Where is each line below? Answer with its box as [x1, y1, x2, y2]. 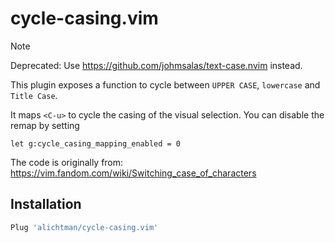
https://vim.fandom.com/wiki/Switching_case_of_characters [10, 167, 257, 179]
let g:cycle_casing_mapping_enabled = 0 [10, 138, 182, 149]
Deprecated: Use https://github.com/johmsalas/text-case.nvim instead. [10, 59, 303, 71]
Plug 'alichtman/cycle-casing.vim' [10, 222, 159, 232]
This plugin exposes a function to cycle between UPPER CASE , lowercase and [10, 78, 321, 91]
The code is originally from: [10, 156, 124, 168]
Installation [10, 196, 82, 213]
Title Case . [10, 89, 58, 101]
